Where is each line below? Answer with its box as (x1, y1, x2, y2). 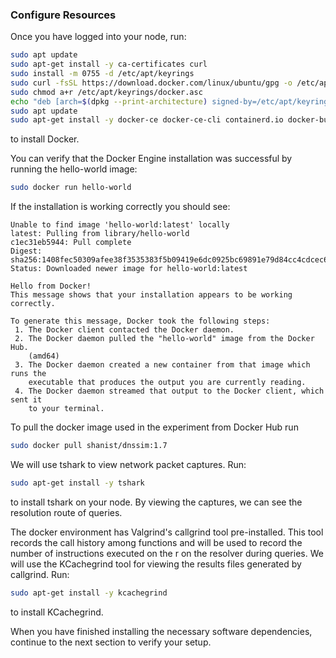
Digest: (10, 246, 43, 257)
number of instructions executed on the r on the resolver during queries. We (10, 547, 324, 559)
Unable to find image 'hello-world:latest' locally (10, 220, 230, 230)
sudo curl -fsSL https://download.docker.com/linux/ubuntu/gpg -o (10, 78, 293, 88)
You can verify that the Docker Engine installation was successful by (10, 153, 293, 165)
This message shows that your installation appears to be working (10, 290, 293, 300)
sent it (10, 395, 43, 405)
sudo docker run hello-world (10, 183, 132, 193)
